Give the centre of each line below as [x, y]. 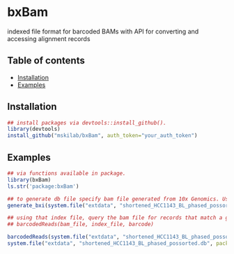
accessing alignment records [49, 38]
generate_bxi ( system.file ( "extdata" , [62, 205]
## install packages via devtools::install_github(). [87, 122]
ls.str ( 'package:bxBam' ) [43, 186]
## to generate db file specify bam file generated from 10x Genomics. [113, 199]
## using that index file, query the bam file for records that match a [115, 218]
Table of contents [46, 61]
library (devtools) [34, 129]
